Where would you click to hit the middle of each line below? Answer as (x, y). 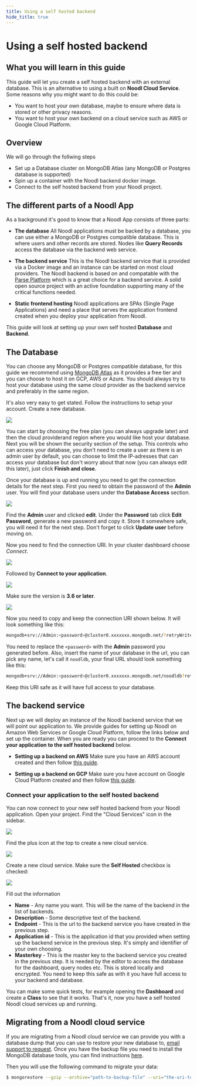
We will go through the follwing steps (51, 157)
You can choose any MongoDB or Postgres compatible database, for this (94, 366)
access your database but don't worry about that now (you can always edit (97, 462)
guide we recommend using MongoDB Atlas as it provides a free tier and (94, 372)
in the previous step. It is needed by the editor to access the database (99, 961)
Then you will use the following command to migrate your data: (82, 1067)
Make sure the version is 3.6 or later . (51, 596)
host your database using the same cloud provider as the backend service (96, 385)
